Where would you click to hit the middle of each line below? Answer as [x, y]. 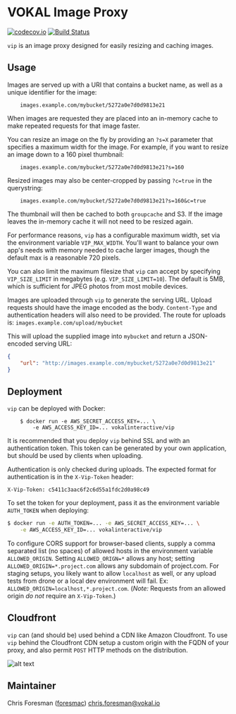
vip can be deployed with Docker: [56, 409]
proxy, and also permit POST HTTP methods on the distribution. [98, 650]
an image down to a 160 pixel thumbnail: [66, 154]
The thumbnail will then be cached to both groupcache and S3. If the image [115, 214]
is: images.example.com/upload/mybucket [65, 322]
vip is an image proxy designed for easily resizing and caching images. [110, 45]
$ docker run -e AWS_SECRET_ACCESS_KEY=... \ [88, 422]
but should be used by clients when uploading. [75, 456]
